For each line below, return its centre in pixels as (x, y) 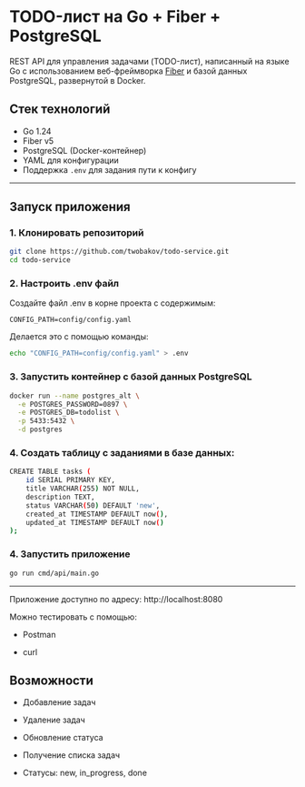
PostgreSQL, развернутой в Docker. (78, 80)
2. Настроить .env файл (64, 284)
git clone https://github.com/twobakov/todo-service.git (119, 252)
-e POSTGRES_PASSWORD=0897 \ (73, 404)
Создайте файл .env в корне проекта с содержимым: (113, 303)
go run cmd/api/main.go (54, 573)
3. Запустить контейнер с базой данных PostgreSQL (131, 377)
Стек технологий (60, 110)
